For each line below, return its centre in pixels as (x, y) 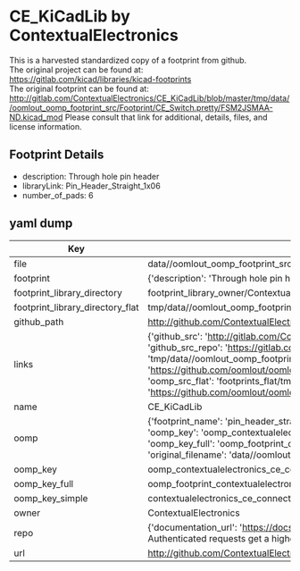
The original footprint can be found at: (79, 88)
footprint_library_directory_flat (76, 307)
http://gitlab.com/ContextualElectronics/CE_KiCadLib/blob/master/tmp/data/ (150, 98)
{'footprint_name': (185, 421)
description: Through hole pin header (91, 176)
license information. (46, 126)
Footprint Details (57, 155)
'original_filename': (187, 455)
